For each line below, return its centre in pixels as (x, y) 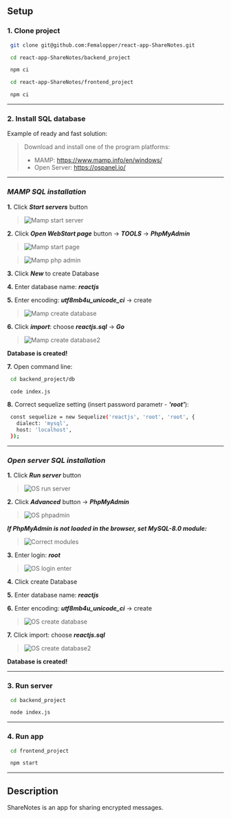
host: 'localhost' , (44, 430)
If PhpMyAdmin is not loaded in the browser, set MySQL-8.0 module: (107, 529)
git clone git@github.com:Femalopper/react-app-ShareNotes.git (102, 45)
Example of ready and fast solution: (57, 134)
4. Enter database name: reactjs (53, 286)
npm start (24, 763)
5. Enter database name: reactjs (53, 595)
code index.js (30, 391)
